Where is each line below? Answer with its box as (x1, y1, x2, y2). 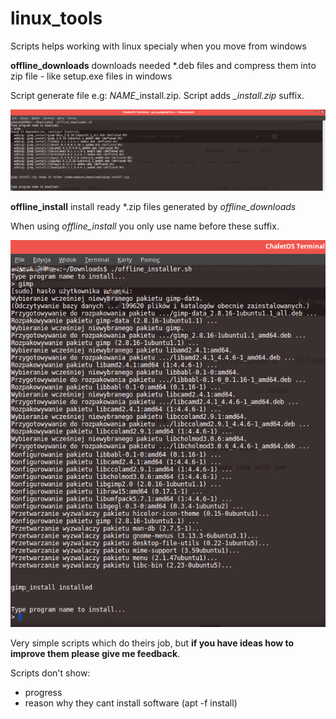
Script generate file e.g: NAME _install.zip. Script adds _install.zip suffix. (10, 89, 305, 101)
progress (24, 686, 63, 698)
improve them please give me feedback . (10, 647, 181, 659)
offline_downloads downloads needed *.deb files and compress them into (10, 59, 317, 71)
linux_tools (10, 7, 103, 30)
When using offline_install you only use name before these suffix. (10, 220, 280, 232)
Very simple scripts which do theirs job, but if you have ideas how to (10, 637, 295, 649)
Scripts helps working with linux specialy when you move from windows (10, 40, 307, 52)
